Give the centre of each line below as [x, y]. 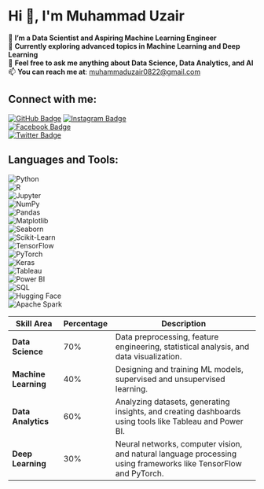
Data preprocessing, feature [167, 336]
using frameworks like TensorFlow [178, 463]
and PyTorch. [139, 473]
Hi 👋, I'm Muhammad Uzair [96, 16]
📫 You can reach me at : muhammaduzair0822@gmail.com [104, 72]
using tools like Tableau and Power [179, 421]
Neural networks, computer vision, [179, 443]
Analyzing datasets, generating [172, 402]
